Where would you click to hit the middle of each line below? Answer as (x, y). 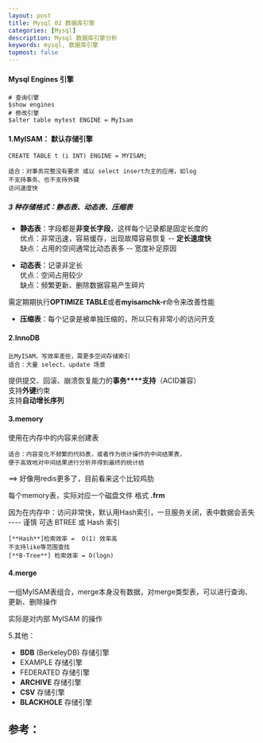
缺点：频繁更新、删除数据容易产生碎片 (82, 285)
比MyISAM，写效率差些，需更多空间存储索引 (70, 356)
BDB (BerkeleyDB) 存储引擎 (64, 652)
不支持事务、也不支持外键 (44, 180)
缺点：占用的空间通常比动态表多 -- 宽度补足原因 (98, 248)
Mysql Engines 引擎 (41, 79)
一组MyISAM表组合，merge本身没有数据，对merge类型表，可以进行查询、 (130, 591)
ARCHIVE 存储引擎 (50, 682)
